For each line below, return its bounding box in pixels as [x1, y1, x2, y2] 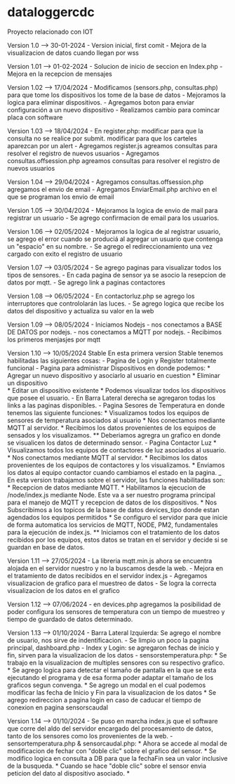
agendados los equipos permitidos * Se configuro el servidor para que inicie [7, 513, 228, 521]
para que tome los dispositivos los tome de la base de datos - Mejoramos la [7, 91, 227, 99]
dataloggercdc [7, 4, 95, 20]
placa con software [7, 113, 63, 122]
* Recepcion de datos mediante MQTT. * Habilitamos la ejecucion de [7, 483, 206, 492]
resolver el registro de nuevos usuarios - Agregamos [7, 149, 160, 157]
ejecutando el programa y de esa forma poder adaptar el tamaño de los [7, 673, 214, 681]
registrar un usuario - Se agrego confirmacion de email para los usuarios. [7, 214, 220, 222]
